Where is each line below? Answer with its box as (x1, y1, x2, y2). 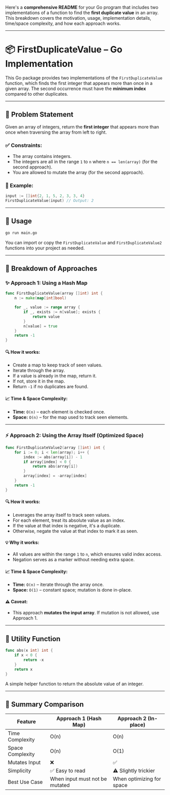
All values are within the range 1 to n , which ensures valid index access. (12, 551, 162, 557)
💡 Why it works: (5, 539, 39, 546)
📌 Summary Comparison (5, 700, 84, 708)
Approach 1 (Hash (56, 715, 102, 722)
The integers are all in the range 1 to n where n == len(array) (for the (12, 159, 158, 165)
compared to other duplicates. (5, 91, 68, 97)
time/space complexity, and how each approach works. (5, 20, 121, 26)
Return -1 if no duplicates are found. (12, 384, 89, 390)
